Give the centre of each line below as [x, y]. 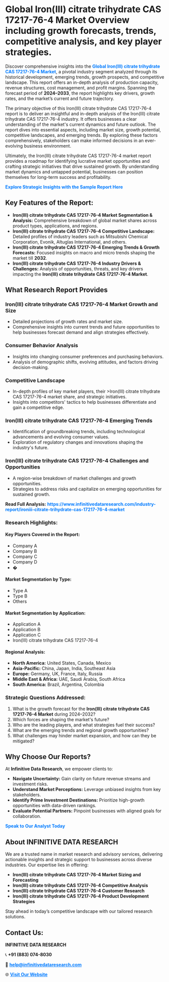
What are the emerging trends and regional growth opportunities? [80, 730]
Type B [20, 596]
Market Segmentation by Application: [45, 613]
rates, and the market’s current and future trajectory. [60, 98]
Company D [25, 562]
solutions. [15, 917]
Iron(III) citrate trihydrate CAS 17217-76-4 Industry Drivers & [77, 263]
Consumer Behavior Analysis [42, 346]
